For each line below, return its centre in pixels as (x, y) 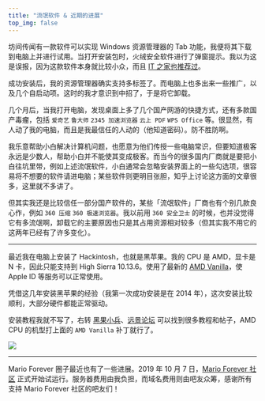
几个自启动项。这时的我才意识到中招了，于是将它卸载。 (105, 93)
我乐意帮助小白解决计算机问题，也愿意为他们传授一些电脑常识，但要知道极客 (132, 146)
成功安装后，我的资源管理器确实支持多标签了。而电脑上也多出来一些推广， (129, 83)
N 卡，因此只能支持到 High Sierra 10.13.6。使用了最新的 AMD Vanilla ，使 (125, 267)
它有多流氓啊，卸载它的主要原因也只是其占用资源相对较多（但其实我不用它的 (132, 222)
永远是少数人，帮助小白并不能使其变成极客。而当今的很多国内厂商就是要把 (129, 156)
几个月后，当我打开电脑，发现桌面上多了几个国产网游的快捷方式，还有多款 (129, 110)
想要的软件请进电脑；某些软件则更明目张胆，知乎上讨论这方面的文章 (139, 176)
